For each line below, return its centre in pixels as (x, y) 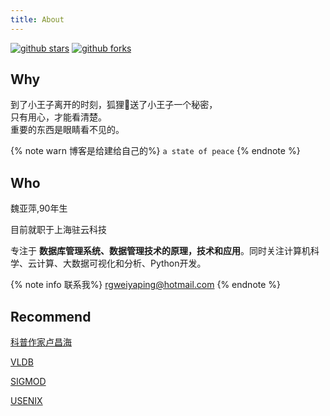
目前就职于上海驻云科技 (58, 230)
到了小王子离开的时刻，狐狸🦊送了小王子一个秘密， (114, 105)
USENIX (26, 401)
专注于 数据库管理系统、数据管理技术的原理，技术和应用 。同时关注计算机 (160, 251)
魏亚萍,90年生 (39, 208)
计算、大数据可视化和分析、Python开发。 (121, 263)
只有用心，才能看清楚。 (58, 117)
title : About (37, 19)
